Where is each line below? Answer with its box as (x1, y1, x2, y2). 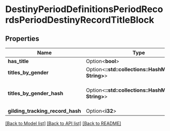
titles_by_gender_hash (8, 90, 63, 97)
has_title (8, 58, 29, 64)
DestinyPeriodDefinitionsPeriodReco (5, 4, 163, 15)
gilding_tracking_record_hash (8, 107, 81, 114)
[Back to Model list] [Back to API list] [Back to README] (5, 120, 121, 126)
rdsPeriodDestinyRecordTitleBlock (5, 14, 154, 26)
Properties (5, 34, 39, 43)
